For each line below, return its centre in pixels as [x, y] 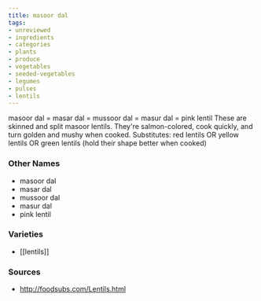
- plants [22, 52]
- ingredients [31, 37]
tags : [17, 23]
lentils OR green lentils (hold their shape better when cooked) [107, 143]
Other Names [34, 163]
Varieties [26, 234]
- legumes [24, 81]
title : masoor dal [38, 15]
